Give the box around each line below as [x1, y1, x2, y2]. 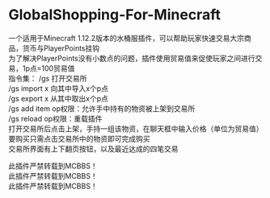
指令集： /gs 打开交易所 [8, 73, 87, 83]
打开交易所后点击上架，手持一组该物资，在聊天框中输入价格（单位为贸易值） [8, 123, 264, 134]
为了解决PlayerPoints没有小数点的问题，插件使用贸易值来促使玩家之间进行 [8, 53, 255, 63]
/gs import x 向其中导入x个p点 [8, 83, 109, 93]
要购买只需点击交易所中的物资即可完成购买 [8, 134, 150, 143]
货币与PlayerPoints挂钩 [22, 43, 99, 53]
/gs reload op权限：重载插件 [8, 113, 103, 123]
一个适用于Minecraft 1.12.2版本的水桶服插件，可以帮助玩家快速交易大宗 [8, 33, 245, 43]
